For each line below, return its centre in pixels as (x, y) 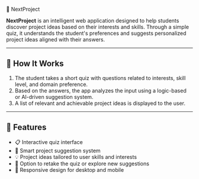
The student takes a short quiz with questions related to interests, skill (100, 78)
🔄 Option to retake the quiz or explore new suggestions (82, 164)
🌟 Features (26, 127)
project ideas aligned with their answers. (56, 39)
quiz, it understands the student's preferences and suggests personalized (96, 33)
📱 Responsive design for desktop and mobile (69, 170)
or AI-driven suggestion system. (54, 97)
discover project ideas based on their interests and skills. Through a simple (98, 27)
